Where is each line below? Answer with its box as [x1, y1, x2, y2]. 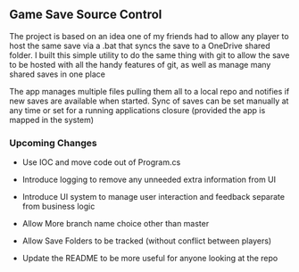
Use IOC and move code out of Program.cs [21, 157, 181, 168]
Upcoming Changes [9, 136, 97, 149]
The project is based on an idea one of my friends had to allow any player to [9, 30, 289, 41]
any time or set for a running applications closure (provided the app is [9, 104, 266, 115]
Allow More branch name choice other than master [21, 218, 210, 229]
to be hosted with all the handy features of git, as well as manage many [9, 59, 271, 70]
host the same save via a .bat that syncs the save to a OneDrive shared [9, 40, 270, 51]
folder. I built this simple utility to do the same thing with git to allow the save [9, 49, 290, 61]
